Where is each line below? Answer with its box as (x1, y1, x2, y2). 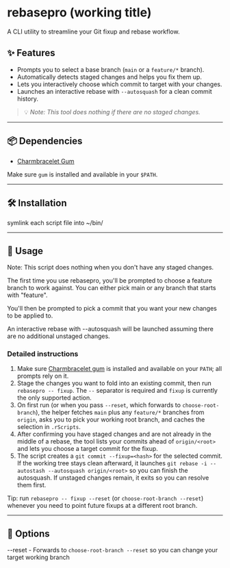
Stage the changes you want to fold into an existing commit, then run (16, 379, 212, 387)
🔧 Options (7, 528, 50, 539)
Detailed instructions (7, 349, 79, 359)
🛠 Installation (7, 197, 67, 209)
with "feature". (7, 291, 48, 299)
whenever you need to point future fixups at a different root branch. (7, 502, 198, 510)
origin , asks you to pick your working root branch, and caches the (16, 415, 205, 424)
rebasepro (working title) (7, 5, 152, 21)
